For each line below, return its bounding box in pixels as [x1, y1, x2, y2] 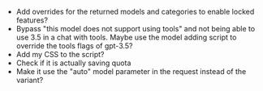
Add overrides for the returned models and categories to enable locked [15, 7, 255, 16]
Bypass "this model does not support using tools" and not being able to [15, 24, 256, 33]
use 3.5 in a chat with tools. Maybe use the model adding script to [15, 32, 237, 42]
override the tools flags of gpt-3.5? [15, 41, 133, 51]
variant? [15, 76, 44, 85]
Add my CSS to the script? [15, 50, 105, 59]
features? [15, 15, 49, 25]
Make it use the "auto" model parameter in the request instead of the [15, 67, 247, 76]
